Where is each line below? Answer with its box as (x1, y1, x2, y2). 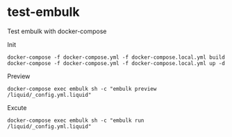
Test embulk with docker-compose (7, 27, 107, 35)
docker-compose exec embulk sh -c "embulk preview (7, 85, 157, 92)
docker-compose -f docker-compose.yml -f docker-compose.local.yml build (7, 53, 226, 61)
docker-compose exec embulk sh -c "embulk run (7, 117, 144, 124)
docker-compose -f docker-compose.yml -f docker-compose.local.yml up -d (7, 60, 226, 66)
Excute (7, 103, 27, 111)
